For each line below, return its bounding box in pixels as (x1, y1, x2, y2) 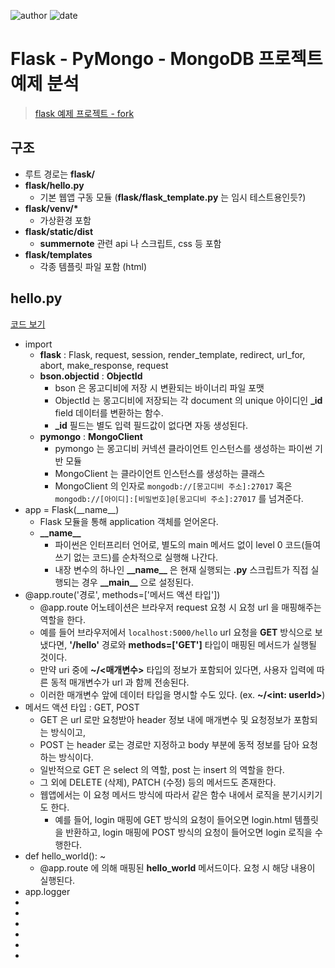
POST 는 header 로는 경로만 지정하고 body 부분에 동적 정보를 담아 (39, 738, 300, 750)
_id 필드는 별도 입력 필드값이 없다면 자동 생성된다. (54, 419, 249, 431)
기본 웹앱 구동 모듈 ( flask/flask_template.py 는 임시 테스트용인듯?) (39, 191, 307, 203)
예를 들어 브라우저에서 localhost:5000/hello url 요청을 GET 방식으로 (39, 626, 313, 638)
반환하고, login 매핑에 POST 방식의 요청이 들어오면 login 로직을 (65, 826, 313, 838)
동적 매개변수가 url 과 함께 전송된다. (50, 676, 190, 688)
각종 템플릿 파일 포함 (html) (39, 260, 147, 272)
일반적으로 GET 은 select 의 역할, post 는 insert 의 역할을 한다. (39, 763, 285, 775)
